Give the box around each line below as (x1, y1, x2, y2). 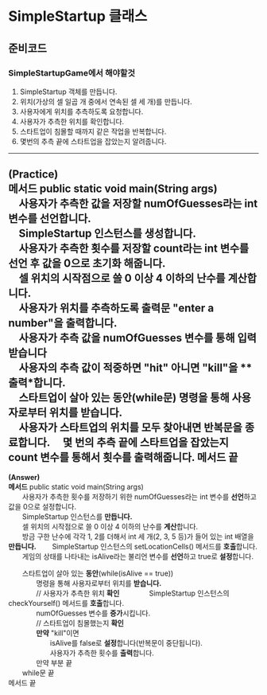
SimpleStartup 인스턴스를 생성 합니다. (18, 227, 196, 240)
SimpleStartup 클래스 (8, 7, 148, 25)
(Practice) (8, 168, 59, 182)
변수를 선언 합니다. (8, 212, 91, 225)
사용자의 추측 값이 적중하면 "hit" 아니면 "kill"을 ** (18, 361, 253, 375)
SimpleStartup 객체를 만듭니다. (19, 87, 118, 96)
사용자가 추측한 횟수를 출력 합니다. (49, 648, 155, 658)
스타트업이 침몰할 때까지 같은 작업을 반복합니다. (19, 127, 167, 136)
